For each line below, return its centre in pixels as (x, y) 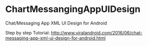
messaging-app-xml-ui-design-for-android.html (55, 38)
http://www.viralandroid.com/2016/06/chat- (97, 32)
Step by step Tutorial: (27, 32)
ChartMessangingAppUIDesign (73, 9)
